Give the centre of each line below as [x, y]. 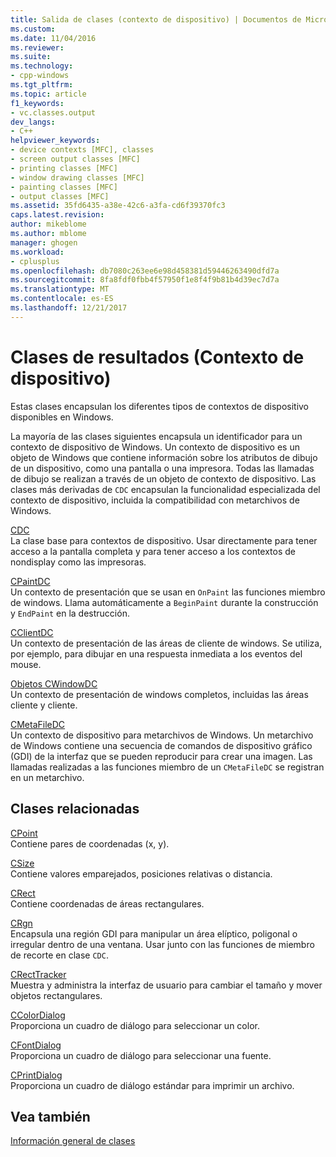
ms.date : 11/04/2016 [53, 38]
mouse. [26, 664]
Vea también [50, 1116]
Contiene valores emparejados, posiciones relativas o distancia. [141, 873]
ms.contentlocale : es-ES [62, 299]
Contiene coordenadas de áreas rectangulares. [107, 903]
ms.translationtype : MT [60, 289]
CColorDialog [38, 1015]
